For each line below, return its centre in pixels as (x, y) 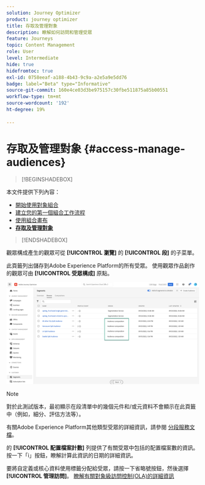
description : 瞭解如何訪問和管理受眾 (49, 32)
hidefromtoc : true (30, 71)
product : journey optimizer (42, 19)
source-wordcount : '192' (38, 103)
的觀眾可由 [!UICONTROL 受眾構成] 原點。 (60, 273)
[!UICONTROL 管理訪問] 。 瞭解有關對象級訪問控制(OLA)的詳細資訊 (90, 476)
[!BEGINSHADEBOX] (47, 179)
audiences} (36, 162)
